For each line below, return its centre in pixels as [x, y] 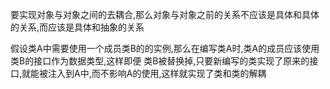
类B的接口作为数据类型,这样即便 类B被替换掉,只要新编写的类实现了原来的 [160, 61]
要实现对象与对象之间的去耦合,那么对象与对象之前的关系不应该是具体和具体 [165, 14]
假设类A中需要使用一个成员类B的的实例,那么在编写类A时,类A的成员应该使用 [165, 48]
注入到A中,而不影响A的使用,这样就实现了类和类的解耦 [157, 73]
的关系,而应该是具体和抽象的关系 [77, 27]
